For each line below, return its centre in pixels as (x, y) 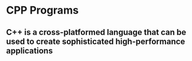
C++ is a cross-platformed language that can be (96, 32)
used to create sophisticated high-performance (96, 41)
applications (30, 51)
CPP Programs (42, 10)
